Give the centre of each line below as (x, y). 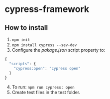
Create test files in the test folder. (46, 93)
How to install (26, 28)
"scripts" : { (23, 64)
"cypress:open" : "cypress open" (47, 68)
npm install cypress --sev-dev (44, 45)
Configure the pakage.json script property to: (58, 50)
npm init (21, 40)
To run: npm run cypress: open (43, 87)
